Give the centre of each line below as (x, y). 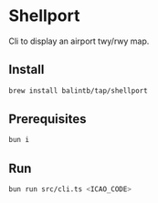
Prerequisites (47, 119)
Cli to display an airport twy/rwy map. (79, 41)
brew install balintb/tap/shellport (78, 91)
